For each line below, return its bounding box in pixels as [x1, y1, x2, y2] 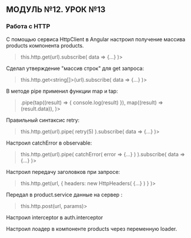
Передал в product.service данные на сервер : [6, 191, 123, 198]
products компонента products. [6, 42, 84, 49]
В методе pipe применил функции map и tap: [6, 88, 119, 95]
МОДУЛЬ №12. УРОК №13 [6, 5, 106, 15]
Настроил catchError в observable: [6, 139, 92, 146]
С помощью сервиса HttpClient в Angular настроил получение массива [6, 35, 186, 43]
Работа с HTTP [6, 22, 51, 31]
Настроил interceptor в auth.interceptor [6, 214, 103, 221]
